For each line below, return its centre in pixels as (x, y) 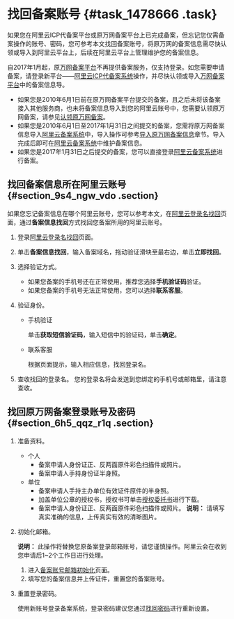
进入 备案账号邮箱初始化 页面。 (70, 570)
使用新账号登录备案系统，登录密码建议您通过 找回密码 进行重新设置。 (115, 608)
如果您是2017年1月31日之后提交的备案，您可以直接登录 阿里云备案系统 (117, 151)
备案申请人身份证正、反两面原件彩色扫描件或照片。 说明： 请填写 (131, 508)
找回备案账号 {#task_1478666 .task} (112, 14)
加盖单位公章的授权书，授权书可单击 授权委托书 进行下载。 (120, 499)
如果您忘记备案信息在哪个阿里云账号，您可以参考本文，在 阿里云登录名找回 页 (117, 213)
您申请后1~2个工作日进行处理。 (62, 555)
